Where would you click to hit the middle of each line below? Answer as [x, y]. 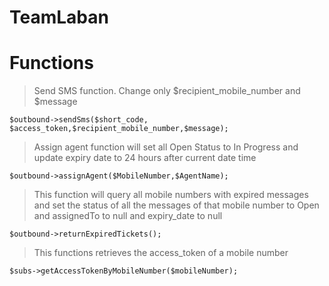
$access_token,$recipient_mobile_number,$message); [119, 129]
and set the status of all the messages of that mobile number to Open [176, 205]
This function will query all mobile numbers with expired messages [171, 195]
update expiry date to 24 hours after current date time [145, 158]
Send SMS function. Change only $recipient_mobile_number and [167, 91]
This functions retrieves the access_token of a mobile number [161, 253]
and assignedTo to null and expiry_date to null [128, 216]
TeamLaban [59, 17]
